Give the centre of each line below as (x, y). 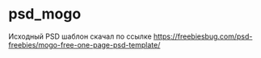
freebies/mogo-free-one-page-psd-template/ (84, 44)
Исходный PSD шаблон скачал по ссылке (80, 36)
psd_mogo (45, 14)
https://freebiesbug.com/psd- (203, 36)
